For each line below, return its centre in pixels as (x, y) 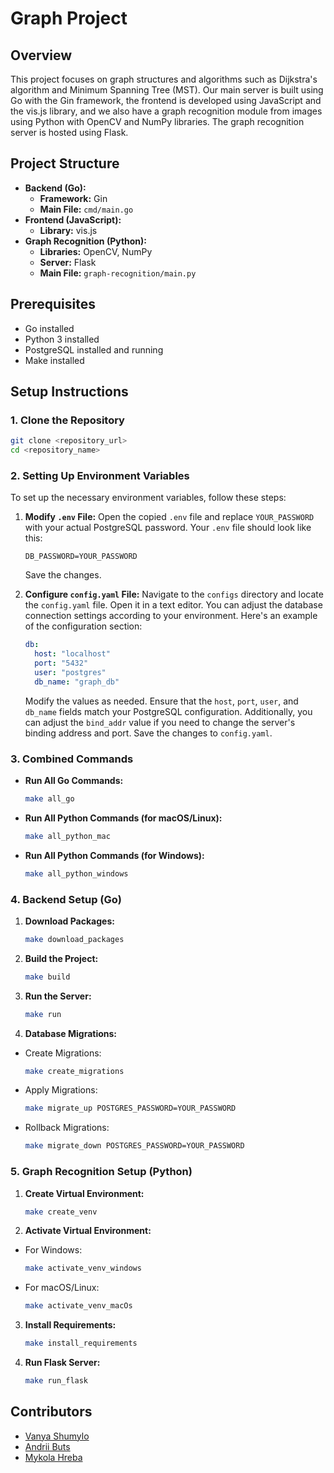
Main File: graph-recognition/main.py (118, 273)
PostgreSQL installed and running (94, 349)
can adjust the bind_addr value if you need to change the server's (160, 722)
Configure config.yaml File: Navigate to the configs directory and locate (174, 594)
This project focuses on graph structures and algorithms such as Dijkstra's (164, 79)
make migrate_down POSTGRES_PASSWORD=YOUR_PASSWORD (134, 1146)
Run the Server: (58, 996)
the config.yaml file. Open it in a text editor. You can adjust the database (173, 605)
